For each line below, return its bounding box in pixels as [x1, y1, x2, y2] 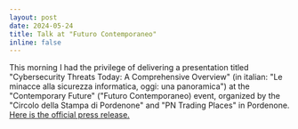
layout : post [9, 12, 58, 22]
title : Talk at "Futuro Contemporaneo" [9, 29, 157, 38]
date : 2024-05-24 [9, 21, 74, 30]
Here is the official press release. [9, 109, 131, 120]
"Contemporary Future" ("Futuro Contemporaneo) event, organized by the [9, 91, 280, 101]
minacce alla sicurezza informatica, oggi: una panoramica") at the [9, 81, 251, 92]
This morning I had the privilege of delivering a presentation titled [9, 62, 249, 73]
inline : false [9, 37, 62, 47]
